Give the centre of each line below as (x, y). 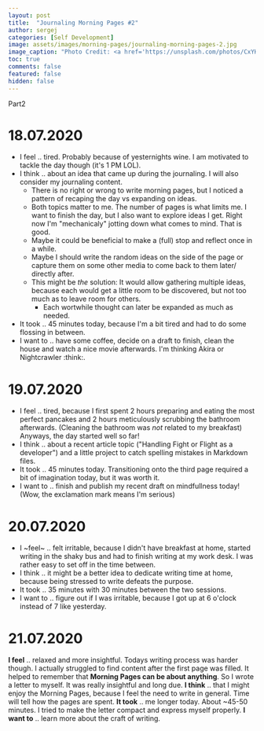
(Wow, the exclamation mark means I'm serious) (97, 494)
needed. (57, 316)
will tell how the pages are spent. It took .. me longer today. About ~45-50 (128, 702)
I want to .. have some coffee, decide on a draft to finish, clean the (126, 341)
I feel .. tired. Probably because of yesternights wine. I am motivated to (134, 157)
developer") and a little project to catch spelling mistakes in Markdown (134, 453)
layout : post (29, 15)
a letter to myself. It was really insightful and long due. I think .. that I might (129, 685)
